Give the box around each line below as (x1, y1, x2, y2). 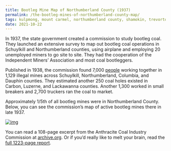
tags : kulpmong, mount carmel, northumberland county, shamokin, (5, 17, 147, 22)
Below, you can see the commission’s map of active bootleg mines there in (5, 104, 161, 110)
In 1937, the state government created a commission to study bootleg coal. (5, 36, 162, 42)
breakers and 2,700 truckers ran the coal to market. (5, 88, 113, 95)
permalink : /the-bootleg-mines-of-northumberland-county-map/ (5, 12, 140, 17)
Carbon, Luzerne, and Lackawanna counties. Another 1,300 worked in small (5, 83, 164, 89)
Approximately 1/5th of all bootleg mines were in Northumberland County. (5, 99, 159, 105)
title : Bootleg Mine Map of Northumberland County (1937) (5, 7, 131, 13)
